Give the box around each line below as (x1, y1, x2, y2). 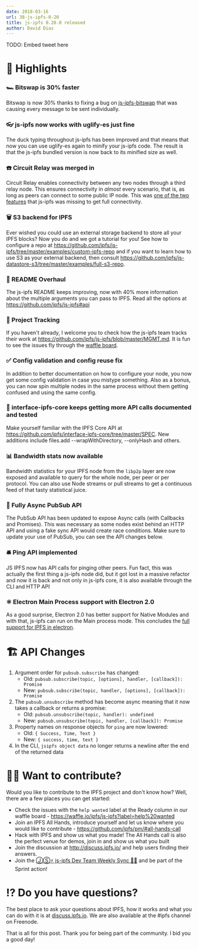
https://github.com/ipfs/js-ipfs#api (6, 301, 90, 308)
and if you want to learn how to (115, 247, 192, 255)
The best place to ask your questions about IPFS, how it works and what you (6, 905, 192, 912)
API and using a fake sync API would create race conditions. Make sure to (6, 527, 186, 534)
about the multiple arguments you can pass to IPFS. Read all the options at (6, 295, 187, 302)
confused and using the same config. (6, 389, 97, 396)
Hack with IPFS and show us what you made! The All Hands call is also (14, 831, 187, 839)
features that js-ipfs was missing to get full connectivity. (6, 198, 143, 206)
